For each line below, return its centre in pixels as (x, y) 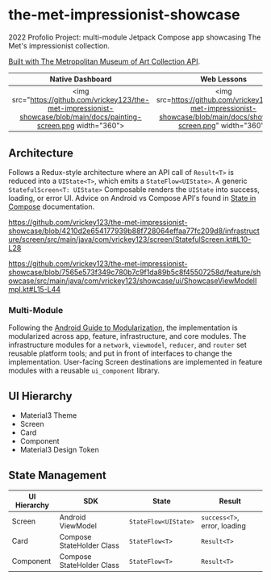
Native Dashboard (81, 79)
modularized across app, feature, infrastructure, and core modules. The (127, 336)
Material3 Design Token (59, 450)
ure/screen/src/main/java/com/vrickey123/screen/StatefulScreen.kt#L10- (130, 239)
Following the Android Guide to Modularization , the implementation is (123, 328)
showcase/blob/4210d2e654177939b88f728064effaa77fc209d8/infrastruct (134, 231)
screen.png (56, 125)
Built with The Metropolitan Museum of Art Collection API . (104, 61)
